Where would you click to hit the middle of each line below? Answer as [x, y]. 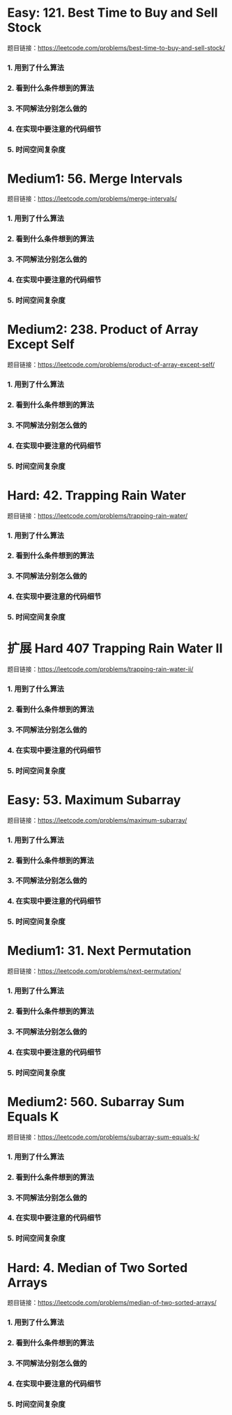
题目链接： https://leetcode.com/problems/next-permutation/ [94, 971]
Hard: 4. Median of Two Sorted [98, 1268]
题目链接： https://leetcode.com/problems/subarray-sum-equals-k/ [103, 1137]
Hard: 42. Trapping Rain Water [97, 495]
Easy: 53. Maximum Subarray [94, 800]
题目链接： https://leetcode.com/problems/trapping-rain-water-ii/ [100, 669]
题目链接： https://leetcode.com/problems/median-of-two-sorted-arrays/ [112, 1303]
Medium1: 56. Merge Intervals [95, 178]
